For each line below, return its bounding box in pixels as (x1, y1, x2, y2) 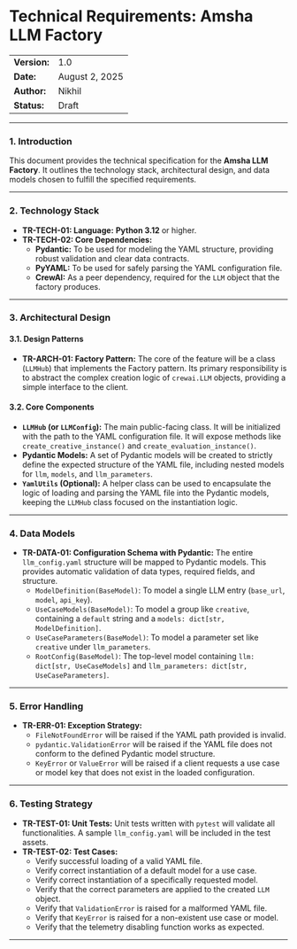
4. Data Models (9, 527, 76, 540)
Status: (13, 99, 44, 112)
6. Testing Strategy (9, 797, 93, 810)
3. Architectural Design (9, 312, 111, 324)
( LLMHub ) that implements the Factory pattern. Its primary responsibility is (21, 362, 287, 373)
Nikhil (57, 84, 82, 97)
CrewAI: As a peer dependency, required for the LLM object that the (34, 272, 280, 283)
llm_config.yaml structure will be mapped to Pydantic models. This (21, 556, 267, 568)
